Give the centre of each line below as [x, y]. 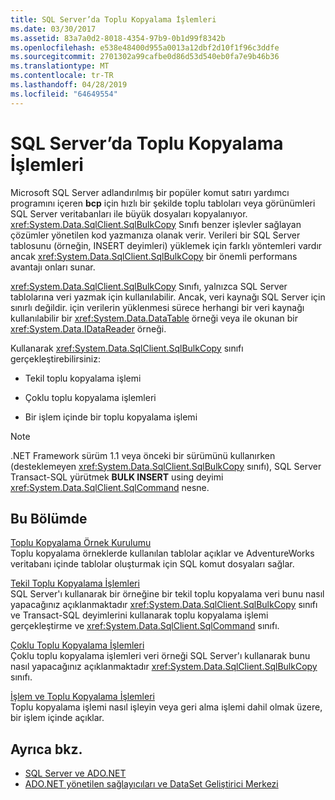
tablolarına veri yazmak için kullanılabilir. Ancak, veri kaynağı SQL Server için [168, 297]
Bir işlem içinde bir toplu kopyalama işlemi [111, 417]
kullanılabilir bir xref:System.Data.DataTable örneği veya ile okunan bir [154, 318]
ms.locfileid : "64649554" [64, 94]
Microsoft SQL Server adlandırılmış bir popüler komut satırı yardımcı [150, 192]
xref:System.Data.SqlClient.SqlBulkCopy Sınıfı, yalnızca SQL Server [149, 286]
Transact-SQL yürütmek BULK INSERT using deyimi [117, 477]
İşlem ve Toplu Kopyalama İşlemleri [82, 697]
